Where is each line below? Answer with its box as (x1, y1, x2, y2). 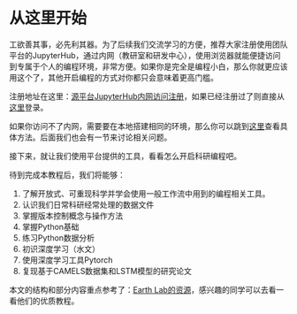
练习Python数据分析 (21, 232, 95, 243)
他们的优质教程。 (16, 295, 80, 306)
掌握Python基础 (21, 221, 80, 232)
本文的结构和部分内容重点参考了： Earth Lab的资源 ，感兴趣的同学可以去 (9, 284, 269, 295)
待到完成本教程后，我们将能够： (9, 169, 126, 180)
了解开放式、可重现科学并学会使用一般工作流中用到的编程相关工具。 (21, 188, 270, 199)
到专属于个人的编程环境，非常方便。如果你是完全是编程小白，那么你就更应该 (9, 61, 288, 72)
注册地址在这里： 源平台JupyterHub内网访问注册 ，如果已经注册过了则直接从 (9, 90, 285, 102)
